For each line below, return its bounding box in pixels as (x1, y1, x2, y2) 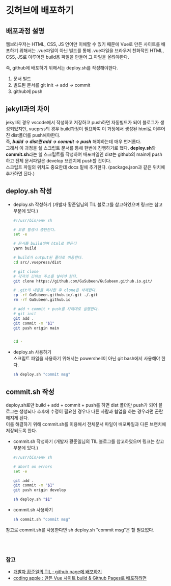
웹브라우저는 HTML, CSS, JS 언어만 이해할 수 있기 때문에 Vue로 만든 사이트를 (6, 41, 160, 47)
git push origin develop (13, 487, 66, 493)
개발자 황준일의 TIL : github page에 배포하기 (13, 569, 102, 575)
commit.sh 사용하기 (13, 507, 53, 513)
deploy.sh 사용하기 (13, 349, 52, 355)
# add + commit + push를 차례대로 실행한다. (13, 307, 100, 312)
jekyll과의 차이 (6, 105, 50, 113)
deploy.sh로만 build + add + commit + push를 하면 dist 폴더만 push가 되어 (6, 402, 157, 408)
